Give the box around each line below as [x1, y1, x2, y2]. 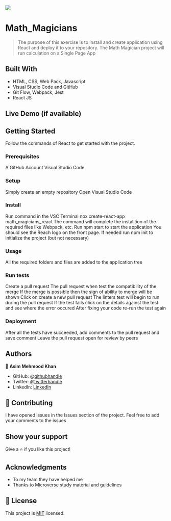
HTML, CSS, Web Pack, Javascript [12, 78, 86, 84]
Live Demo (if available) [5, 110, 82, 118]
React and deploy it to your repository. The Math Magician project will [17, 44, 164, 50]
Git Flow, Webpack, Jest [12, 89, 64, 95]
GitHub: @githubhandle [12, 373, 62, 379]
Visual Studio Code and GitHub [12, 84, 78, 90]
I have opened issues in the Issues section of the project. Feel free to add [5, 412, 160, 418]
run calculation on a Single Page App [17, 50, 96, 56]
